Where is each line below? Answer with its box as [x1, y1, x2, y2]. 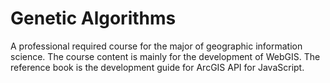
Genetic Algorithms [10, 7, 177, 30]
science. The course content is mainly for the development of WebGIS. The [10, 50, 321, 62]
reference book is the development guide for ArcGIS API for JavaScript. [10, 61, 305, 73]
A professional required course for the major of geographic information [10, 40, 303, 52]
